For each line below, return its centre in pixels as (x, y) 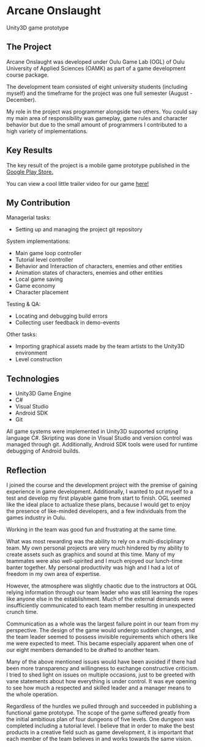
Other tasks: (22, 334)
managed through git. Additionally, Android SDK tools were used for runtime (102, 445)
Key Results (30, 151)
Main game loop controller (48, 253)
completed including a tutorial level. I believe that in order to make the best (100, 726)
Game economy (35, 286)
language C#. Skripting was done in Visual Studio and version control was (99, 438)
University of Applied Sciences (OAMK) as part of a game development (96, 68)
